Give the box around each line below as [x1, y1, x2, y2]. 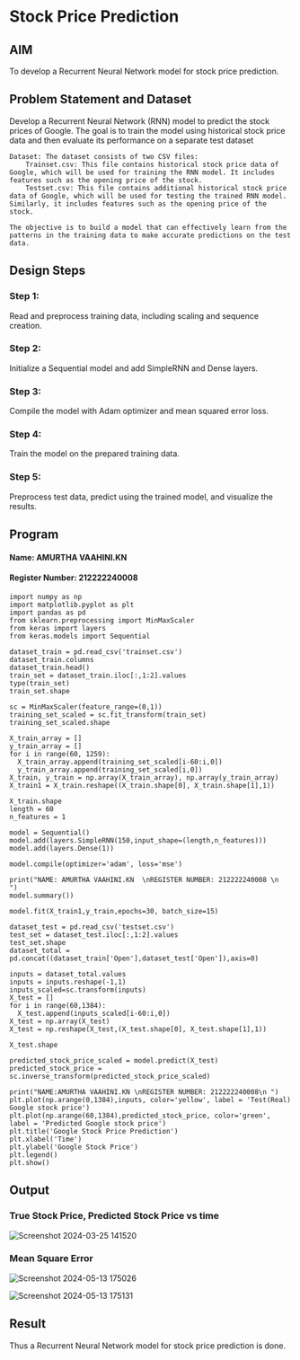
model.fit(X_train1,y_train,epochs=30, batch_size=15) [9, 906, 219, 915]
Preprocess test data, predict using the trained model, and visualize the [9, 491, 274, 502]
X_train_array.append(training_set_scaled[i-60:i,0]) [17, 757, 223, 766]
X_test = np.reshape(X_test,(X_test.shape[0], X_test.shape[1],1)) [9, 1024, 268, 1034]
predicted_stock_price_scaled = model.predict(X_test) [9, 1055, 219, 1065]
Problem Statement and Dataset [9, 92, 192, 107]
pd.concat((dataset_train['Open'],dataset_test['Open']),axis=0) [9, 954, 259, 963]
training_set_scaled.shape [9, 718, 110, 727]
